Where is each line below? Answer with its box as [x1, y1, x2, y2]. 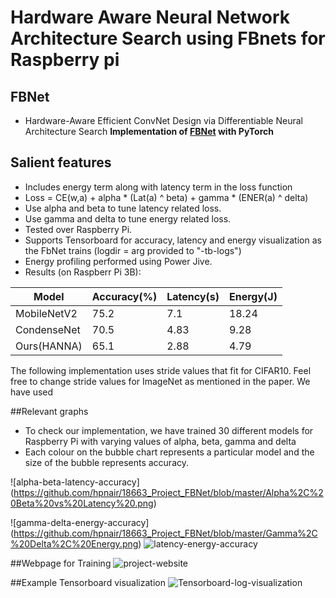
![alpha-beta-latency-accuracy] [10, 476, 140, 488]
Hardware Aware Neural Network [10, 6, 291, 29]
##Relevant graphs [10, 405, 89, 417]
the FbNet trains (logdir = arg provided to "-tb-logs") [24, 244, 242, 256]
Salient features [10, 154, 112, 171]
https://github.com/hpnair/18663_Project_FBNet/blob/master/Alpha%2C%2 [13, 486, 324, 498]
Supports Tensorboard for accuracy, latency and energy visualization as [24, 234, 322, 246]
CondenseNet [15, 322, 81, 336]
